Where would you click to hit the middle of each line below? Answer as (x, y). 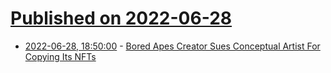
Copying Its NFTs (60, 56)
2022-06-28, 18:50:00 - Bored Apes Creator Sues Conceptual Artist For (172, 46)
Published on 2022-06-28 (121, 18)
